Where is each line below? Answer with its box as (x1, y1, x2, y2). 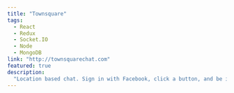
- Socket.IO (13, 36, 49, 43)
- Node (13, 43, 33, 50)
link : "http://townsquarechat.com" (7, 56, 111, 63)
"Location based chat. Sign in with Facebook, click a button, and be (13, 75, 223, 83)
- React (13, 23, 36, 30)
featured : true (7, 62, 52, 69)
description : (7, 69, 45, 76)
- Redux (13, 29, 36, 37)
